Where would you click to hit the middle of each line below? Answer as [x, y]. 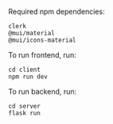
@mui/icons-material [43, 40]
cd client [25, 70]
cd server [25, 106]
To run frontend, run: [43, 55]
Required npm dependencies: [56, 12]
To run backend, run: [43, 92]
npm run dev [28, 77]
